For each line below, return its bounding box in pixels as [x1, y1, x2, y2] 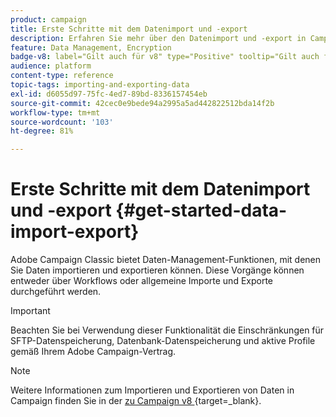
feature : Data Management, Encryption [10, 42, 172, 53]
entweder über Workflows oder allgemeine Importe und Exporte [10, 275, 274, 287]
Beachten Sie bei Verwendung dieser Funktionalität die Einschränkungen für [10, 324, 325, 336]
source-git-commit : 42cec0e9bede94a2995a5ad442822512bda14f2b [10, 98, 275, 108]
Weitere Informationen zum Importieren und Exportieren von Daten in [10, 384, 295, 396]
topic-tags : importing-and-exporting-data [10, 80, 190, 90]
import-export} [10, 221, 140, 243]
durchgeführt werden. [10, 286, 102, 298]
